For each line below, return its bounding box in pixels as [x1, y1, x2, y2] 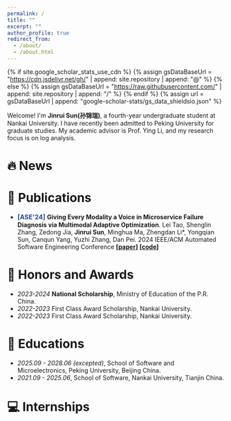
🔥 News [7, 158, 53, 174]
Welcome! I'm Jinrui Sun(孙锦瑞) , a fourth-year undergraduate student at [7, 111, 216, 120]
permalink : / [7, 10, 45, 17]
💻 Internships [7, 399, 90, 415]
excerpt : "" [7, 23, 41, 30]
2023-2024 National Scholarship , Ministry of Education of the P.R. [17, 290, 209, 298]
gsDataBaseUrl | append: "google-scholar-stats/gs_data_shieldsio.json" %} [7, 97, 223, 105]
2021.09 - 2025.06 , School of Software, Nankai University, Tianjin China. [17, 373, 225, 382]
